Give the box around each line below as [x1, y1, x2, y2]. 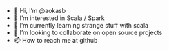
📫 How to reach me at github [13, 37, 98, 44]
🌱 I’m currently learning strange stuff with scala [13, 21, 149, 29]
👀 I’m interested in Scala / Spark [13, 14, 105, 22]
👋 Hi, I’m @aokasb [13, 7, 66, 14]
